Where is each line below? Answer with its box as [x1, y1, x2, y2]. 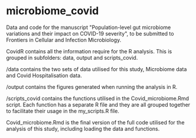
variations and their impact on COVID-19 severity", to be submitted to [6, 30, 174, 37]
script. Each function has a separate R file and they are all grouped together [6, 101, 191, 108]
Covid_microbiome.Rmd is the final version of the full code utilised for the [6, 118, 185, 126]
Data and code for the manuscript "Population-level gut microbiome [6, 24, 171, 31]
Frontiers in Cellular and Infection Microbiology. [6, 36, 122, 43]
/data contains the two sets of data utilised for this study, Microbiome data [6, 65, 187, 72]
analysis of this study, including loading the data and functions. [6, 125, 160, 132]
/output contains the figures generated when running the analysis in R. [6, 83, 178, 90]
